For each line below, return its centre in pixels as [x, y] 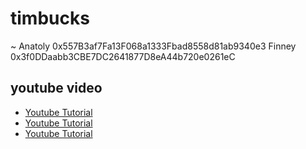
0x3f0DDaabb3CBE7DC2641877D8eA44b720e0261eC [123, 56]
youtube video [56, 88]
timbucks [50, 18]
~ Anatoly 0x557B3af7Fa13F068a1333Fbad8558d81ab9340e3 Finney [153, 46]
